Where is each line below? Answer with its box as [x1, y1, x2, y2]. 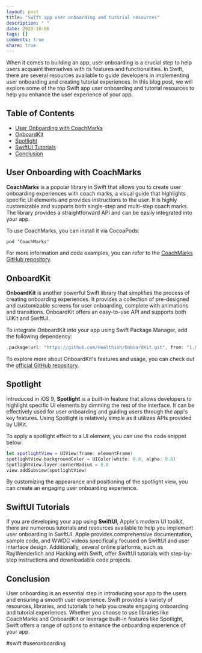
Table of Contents [6, 108, 75, 119]
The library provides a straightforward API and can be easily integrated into [6, 209, 192, 216]
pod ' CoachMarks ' [6, 238, 50, 244]
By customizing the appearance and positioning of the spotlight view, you [6, 478, 188, 485]
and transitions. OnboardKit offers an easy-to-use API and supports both [6, 308, 186, 316]
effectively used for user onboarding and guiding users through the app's [6, 407, 188, 415]
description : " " [6, 20, 50, 26]
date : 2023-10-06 [6, 25, 50, 32]
